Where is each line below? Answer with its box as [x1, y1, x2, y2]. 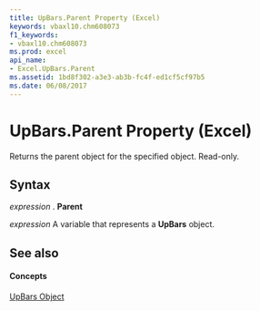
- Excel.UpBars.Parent [9, 65, 95, 74]
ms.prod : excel [9, 47, 67, 57]
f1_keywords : [9, 30, 59, 39]
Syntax [9, 177, 51, 192]
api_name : [9, 56, 47, 65]
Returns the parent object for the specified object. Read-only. [9, 150, 240, 161]
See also [9, 245, 59, 261]
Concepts [9, 271, 47, 282]
